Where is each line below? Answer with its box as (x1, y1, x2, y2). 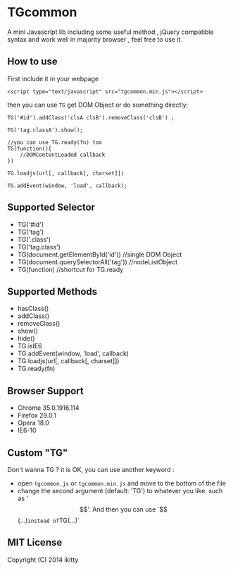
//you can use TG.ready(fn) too (7, 139, 102, 146)
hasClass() (17, 305, 49, 313)
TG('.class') (17, 235, 51, 244)
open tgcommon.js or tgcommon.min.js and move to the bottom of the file (17, 479, 227, 488)
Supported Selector (7, 201, 96, 213)
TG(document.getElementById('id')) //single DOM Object (17, 250, 182, 259)
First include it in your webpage (7, 74, 99, 83)
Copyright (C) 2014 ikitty (7, 555, 79, 564)
